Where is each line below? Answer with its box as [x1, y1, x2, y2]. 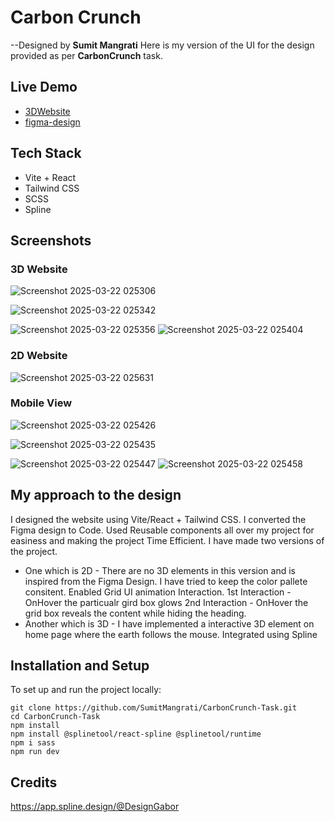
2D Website [10, 349, 68, 363]
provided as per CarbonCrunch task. [10, 49, 163, 61]
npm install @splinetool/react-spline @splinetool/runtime [10, 729, 262, 740]
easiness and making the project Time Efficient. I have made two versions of [10, 534, 325, 546]
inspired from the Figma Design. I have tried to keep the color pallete [24, 575, 308, 587]
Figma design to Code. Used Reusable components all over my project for [10, 524, 315, 536]
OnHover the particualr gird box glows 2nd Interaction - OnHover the [24, 596, 309, 608]
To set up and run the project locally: [10, 684, 162, 696]
